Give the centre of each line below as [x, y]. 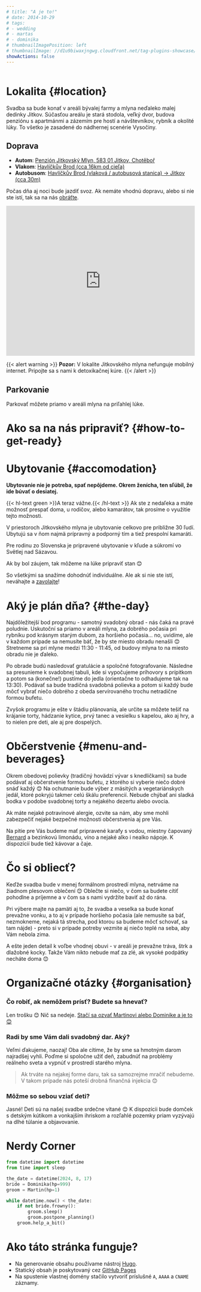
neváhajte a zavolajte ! [33, 581]
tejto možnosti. [25, 516]
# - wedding [21, 29]
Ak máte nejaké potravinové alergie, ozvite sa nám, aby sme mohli [88, 813]
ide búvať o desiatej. [32, 491]
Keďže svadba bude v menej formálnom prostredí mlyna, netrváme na [92, 885]
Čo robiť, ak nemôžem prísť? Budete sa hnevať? [77, 1002]
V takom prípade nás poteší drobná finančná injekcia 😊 [89, 1080]
